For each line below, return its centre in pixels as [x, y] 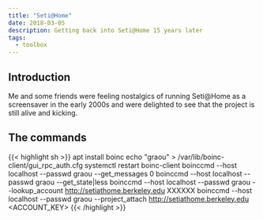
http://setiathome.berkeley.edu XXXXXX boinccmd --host [158, 190]
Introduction [39, 77]
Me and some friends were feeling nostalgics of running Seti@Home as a [127, 96]
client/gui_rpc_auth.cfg [45, 165]
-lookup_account [36, 190]
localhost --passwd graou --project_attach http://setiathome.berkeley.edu [129, 199]
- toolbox [31, 45]
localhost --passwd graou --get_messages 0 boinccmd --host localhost [125, 173]
